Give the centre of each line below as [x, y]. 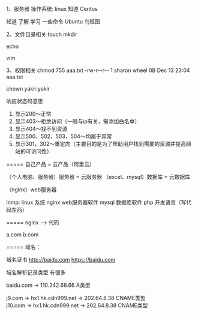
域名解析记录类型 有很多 [36, 272]
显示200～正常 [33, 114]
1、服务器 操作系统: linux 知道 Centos [52, 9]
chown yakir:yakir [28, 88]
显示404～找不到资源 [41, 129]
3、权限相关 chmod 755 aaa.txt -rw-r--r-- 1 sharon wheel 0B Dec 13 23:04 [98, 70]
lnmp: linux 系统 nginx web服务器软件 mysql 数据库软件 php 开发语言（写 [96, 202]
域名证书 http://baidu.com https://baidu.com [61, 259]
